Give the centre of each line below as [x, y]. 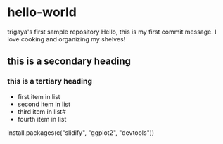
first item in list [39, 96]
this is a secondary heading [69, 61]
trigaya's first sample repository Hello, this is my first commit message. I [112, 32]
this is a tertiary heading [50, 81]
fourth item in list [42, 119]
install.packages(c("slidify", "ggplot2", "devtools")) [81, 132]
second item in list [44, 104]
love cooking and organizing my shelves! [66, 39]
